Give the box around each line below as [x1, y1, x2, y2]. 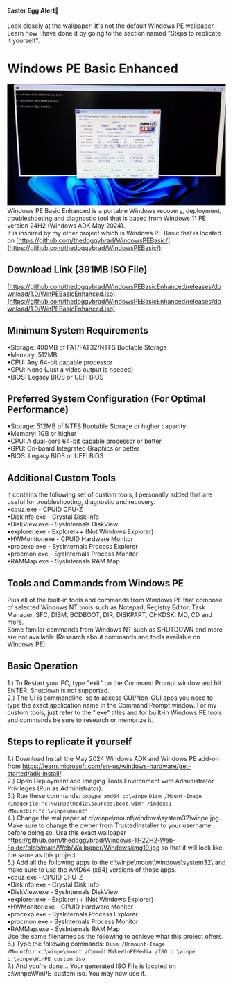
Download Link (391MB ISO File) [7, 264, 148, 276]
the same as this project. [7, 850, 78, 859]
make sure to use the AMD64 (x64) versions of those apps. [7, 865, 177, 874]
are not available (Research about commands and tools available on [7, 633, 200, 641]
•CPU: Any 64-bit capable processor [7, 358, 113, 366]
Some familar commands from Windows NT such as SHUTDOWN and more [7, 625, 223, 634]
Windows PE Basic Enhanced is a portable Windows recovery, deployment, [7, 206, 222, 214]
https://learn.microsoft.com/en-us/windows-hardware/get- [21, 762, 191, 770]
